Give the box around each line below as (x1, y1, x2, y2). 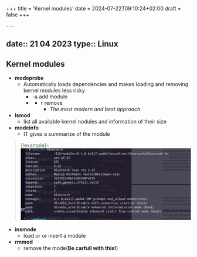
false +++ (6, 11, 30, 18)
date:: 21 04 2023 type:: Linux (6, 39, 118, 49)
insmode (14, 226, 37, 233)
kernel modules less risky (23, 87, 85, 94)
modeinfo (14, 124, 39, 131)
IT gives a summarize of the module (23, 131, 110, 138)
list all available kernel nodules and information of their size (23, 118, 167, 125)
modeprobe (14, 74, 44, 81)
